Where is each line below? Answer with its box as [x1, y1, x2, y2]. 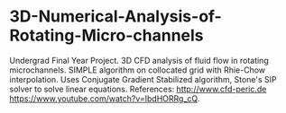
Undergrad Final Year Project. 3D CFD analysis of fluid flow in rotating [9, 55, 269, 65]
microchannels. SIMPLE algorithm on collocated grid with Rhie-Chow [9, 65, 266, 75]
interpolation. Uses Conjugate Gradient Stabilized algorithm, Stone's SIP [9, 74, 277, 84]
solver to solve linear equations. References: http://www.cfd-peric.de [9, 83, 267, 94]
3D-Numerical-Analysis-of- [9, 6, 223, 27]
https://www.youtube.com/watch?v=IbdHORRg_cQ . [9, 92, 200, 104]
